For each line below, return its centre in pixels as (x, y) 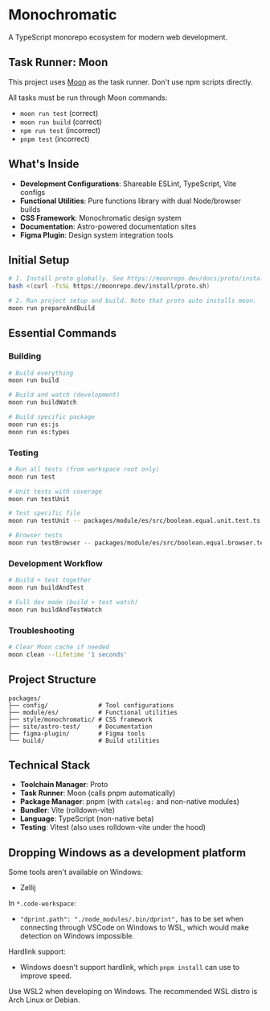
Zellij (28, 888)
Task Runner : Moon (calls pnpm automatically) (98, 793)
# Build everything (41, 373)
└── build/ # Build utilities (84, 740)
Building (25, 356)
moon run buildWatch (43, 403)
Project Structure (52, 680)
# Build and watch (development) (64, 395)
